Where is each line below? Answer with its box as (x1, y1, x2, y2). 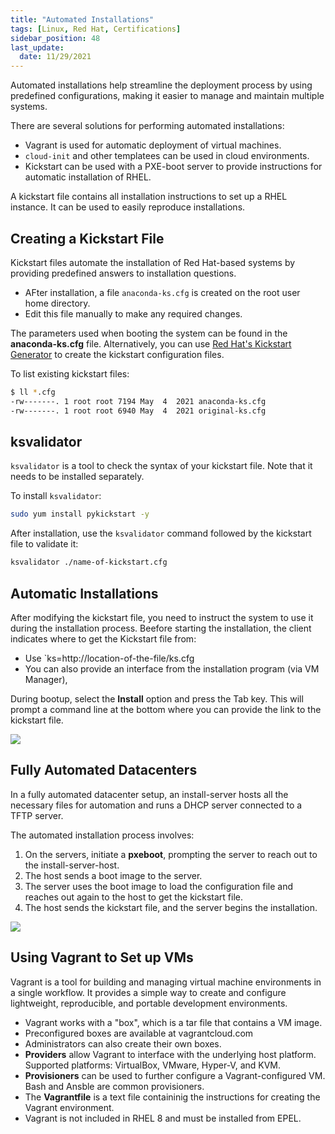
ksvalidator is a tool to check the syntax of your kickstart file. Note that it (10, 460, 313, 472)
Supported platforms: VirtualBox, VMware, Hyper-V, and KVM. (24, 1059, 282, 1071)
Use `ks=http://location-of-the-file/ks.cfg (24, 652, 195, 664)
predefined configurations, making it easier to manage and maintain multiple (10, 90, 325, 102)
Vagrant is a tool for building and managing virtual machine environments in (10, 976, 322, 988)
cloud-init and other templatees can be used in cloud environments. (24, 150, 310, 162)
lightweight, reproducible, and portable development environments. (10, 997, 288, 1009)
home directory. (24, 297, 91, 309)
